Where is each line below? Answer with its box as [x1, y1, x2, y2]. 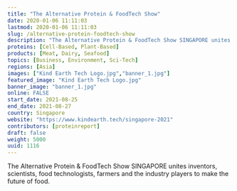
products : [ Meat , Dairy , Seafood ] [7, 50, 110, 58]
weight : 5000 [7, 136, 46, 143]
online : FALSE [7, 89, 50, 97]
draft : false [7, 129, 46, 136]
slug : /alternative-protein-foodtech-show [7, 30, 135, 38]
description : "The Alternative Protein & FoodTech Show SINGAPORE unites [7, 37, 231, 44]
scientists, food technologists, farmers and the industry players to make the [7, 170, 229, 178]
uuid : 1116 [7, 143, 40, 150]
